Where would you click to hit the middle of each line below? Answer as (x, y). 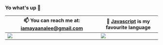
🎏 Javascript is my (128, 21)
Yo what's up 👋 (23, 8)
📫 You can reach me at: (52, 20)
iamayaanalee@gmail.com (52, 29)
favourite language (128, 27)
